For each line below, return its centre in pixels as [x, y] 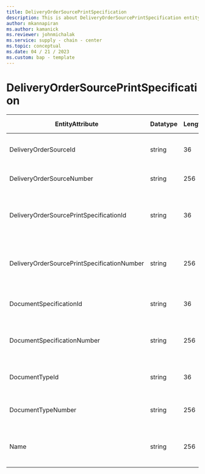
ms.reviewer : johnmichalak [41, 35]
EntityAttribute [77, 124]
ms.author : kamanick [33, 29]
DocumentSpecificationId [46, 304]
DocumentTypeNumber [43, 410]
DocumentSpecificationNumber [55, 340]
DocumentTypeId [34, 377]
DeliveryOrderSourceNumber [51, 178]
